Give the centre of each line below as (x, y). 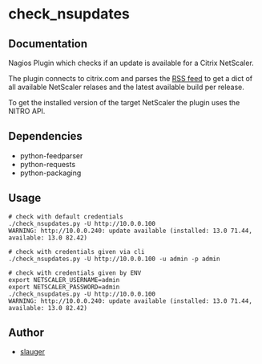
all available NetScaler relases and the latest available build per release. (126, 87)
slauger (32, 352)
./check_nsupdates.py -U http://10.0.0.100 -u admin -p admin (114, 259)
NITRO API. (27, 111)
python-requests (48, 164)
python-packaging (50, 173)
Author (26, 333)
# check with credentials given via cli (77, 252)
